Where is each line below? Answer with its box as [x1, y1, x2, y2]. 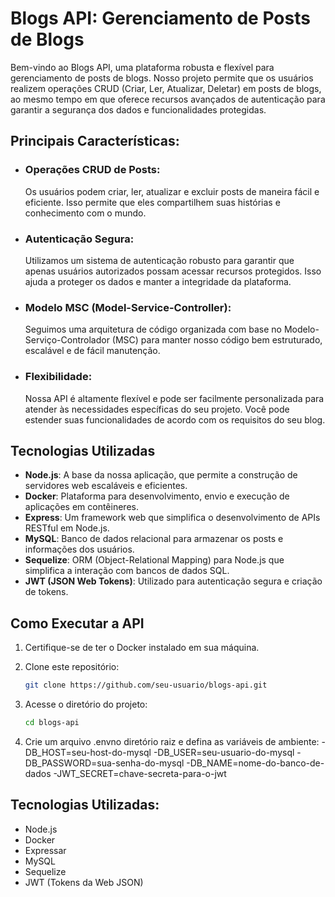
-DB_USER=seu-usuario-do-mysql [153, 746, 295, 758]
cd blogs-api [24, 718, 80, 728]
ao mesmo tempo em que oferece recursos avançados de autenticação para [10, 93, 326, 105]
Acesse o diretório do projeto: [24, 698, 148, 711]
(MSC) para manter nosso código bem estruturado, [111, 334, 323, 346]
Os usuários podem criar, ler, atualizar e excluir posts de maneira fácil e [24, 185, 320, 197]
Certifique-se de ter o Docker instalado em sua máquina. [24, 642, 260, 654]
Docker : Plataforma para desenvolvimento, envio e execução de [24, 490, 290, 502]
